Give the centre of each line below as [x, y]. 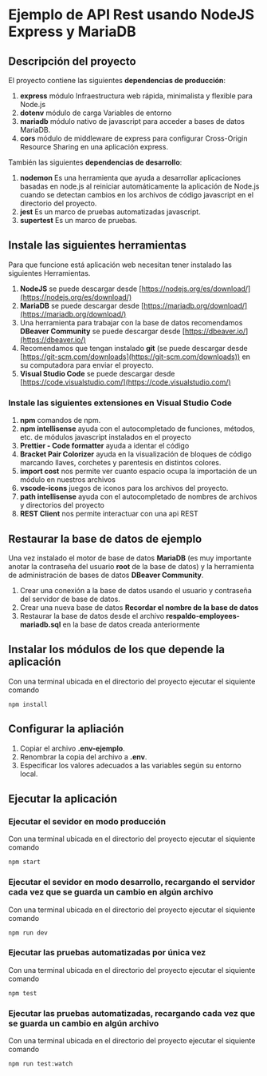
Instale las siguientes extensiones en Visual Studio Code [120, 403]
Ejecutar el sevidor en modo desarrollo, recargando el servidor [132, 883]
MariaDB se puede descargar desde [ [82, 305]
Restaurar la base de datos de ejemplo [105, 538]
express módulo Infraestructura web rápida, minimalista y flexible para [136, 96]
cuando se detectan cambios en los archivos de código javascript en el [136, 195]
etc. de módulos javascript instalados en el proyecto [105, 437]
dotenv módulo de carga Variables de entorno [96, 113]
